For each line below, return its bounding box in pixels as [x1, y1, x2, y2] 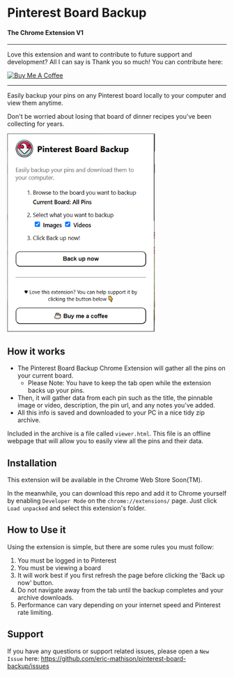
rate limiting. [17, 608, 54, 616]
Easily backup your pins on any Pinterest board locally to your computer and [7, 91, 226, 100]
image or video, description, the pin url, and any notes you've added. [17, 401, 216, 410]
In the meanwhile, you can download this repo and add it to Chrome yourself [7, 489, 227, 498]
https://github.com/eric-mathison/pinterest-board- [40, 654, 187, 662]
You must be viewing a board [17, 563, 102, 572]
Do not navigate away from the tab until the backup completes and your [17, 586, 224, 594]
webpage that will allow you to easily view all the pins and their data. [7, 437, 204, 445]
